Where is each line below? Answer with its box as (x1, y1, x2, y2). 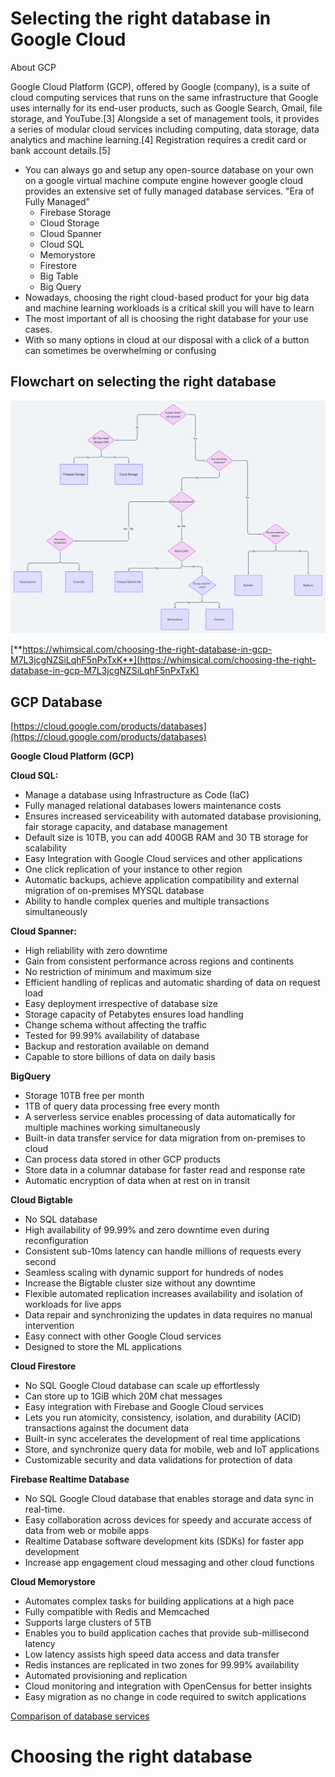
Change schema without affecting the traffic (24, 1019, 207, 1031)
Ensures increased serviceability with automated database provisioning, (24, 810, 322, 822)
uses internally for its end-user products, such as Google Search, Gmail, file (10, 102, 323, 114)
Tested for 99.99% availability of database (24, 1030, 200, 1042)
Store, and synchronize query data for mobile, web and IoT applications (24, 1443, 320, 1456)
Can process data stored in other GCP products (24, 1153, 222, 1166)
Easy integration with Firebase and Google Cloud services (24, 1401, 264, 1413)
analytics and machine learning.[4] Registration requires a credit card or (10, 133, 307, 146)
